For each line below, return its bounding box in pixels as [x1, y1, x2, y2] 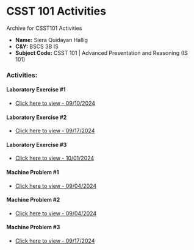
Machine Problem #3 [6, 224, 60, 231]
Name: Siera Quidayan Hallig [15, 36, 88, 43]
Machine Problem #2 [6, 196, 60, 204]
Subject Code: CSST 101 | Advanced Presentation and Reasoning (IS [15, 49, 188, 56]
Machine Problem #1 [6, 169, 59, 176]
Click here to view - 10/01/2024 [15, 154, 95, 162]
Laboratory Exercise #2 [6, 113, 67, 121]
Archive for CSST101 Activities [6, 24, 82, 32]
